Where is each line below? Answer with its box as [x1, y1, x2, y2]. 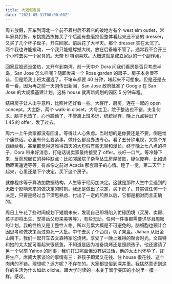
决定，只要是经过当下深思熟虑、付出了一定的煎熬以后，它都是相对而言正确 [5, 192, 162, 198]
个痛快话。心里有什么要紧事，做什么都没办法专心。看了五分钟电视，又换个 [5, 136, 162, 142]
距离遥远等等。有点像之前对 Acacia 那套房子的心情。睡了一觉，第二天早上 [9, 162, 166, 168]
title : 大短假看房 [5, 7, 41, 13]
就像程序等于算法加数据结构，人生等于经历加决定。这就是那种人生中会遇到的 [5, 179, 167, 185]
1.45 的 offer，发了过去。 [5, 119, 58, 125]
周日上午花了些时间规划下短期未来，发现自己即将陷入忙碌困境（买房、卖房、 [5, 209, 167, 215]
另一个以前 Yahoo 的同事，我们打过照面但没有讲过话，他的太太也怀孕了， [5, 248, 160, 254]
